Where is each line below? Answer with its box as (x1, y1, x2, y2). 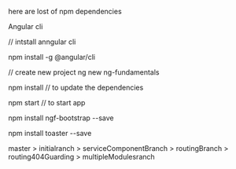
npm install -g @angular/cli (8, 53, 96, 61)
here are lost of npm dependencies (8, 7, 122, 16)
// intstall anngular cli (8, 37, 76, 46)
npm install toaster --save (8, 129, 92, 138)
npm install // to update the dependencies (8, 83, 144, 92)
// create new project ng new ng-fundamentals (8, 68, 160, 77)
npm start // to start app (8, 98, 86, 107)
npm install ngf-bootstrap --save (8, 113, 114, 123)
